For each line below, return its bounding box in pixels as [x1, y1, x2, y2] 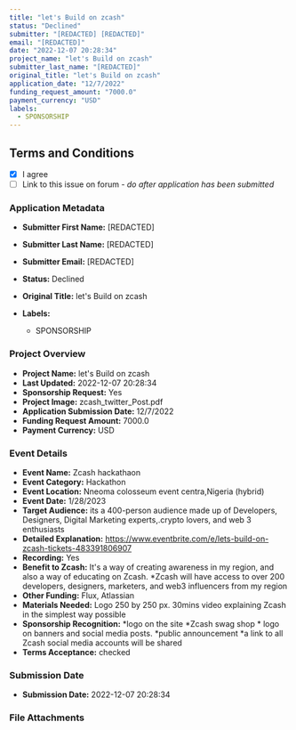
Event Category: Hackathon [21, 476, 126, 487]
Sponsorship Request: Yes [21, 386, 123, 397]
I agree [21, 168, 49, 179]
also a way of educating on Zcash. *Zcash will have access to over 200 [21, 571, 285, 581]
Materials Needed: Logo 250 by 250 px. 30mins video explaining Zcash [21, 599, 287, 610]
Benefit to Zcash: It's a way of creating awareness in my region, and [21, 562, 275, 572]
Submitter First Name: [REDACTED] [21, 222, 156, 232]
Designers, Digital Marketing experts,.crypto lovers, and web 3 [21, 514, 252, 525]
